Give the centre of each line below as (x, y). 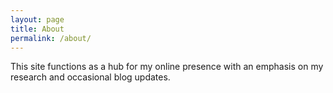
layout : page (37, 19)
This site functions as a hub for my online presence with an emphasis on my (167, 67)
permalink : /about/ (51, 38)
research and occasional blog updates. (90, 77)
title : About (37, 29)
